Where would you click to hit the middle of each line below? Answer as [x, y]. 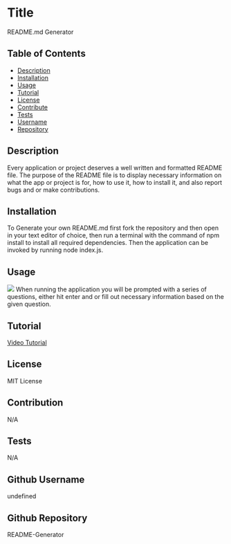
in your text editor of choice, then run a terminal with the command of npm [113, 235]
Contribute [33, 107]
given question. [29, 304]
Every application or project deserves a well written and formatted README [115, 167]
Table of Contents [47, 54]
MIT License [25, 381]
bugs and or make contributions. [54, 190]
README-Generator [36, 535]
